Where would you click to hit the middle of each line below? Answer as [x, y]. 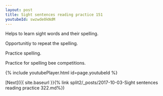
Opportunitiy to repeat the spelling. [42, 43]
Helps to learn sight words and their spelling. [52, 34]
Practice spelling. [23, 53]
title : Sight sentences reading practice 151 [54, 15]
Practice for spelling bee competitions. [46, 63]
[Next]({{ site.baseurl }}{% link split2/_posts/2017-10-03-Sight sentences [82, 83]
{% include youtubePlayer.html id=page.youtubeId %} [62, 73]
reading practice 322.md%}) [35, 88]
